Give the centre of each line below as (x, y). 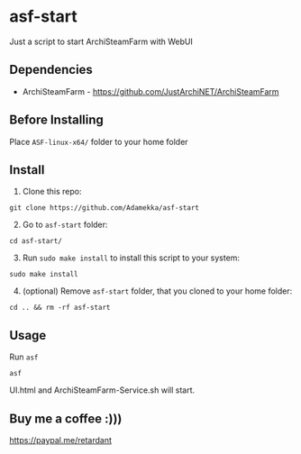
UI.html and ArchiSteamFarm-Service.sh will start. (102, 390)
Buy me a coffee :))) (66, 418)
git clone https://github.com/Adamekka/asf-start (105, 208)
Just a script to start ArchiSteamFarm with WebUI (101, 41)
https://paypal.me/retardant (61, 440)
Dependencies (51, 70)
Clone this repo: (52, 192)
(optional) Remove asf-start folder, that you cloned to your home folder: (157, 291)
